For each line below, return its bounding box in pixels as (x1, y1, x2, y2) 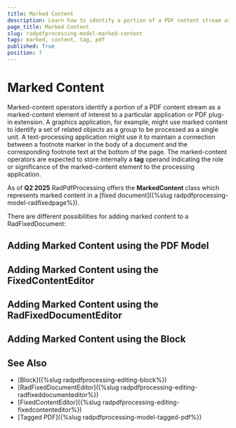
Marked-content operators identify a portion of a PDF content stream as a (7, 102, 221, 111)
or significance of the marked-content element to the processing (7, 162, 195, 170)
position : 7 (7, 50, 42, 57)
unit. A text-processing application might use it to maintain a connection (7, 133, 216, 141)
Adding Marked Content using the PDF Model (7, 240, 209, 252)
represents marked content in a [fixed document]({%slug (7, 191, 173, 199)
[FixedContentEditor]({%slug (17, 398, 102, 407)
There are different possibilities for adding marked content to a (7, 212, 189, 220)
